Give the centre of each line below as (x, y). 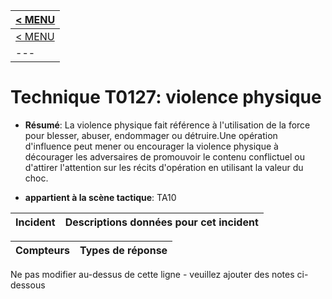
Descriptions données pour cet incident (161, 222)
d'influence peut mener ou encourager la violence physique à (151, 146)
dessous (28, 285)
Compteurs (43, 250)
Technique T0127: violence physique (166, 97)
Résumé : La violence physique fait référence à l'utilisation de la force (167, 125)
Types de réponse (123, 250)
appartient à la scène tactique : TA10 (100, 197)
